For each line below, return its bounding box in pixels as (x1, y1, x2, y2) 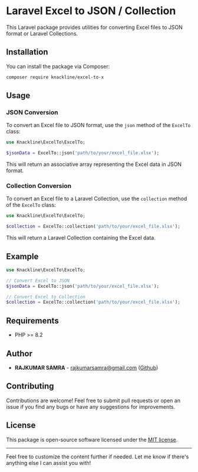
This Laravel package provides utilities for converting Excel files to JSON (6, 24, 183, 31)
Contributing (6, 381, 54, 391)
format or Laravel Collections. (6, 30, 78, 37)
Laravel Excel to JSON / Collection (6, 4, 176, 18)
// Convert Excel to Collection (6, 294, 85, 300)
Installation (6, 47, 48, 57)
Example (6, 251, 39, 261)
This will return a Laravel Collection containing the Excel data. (6, 235, 156, 242)
